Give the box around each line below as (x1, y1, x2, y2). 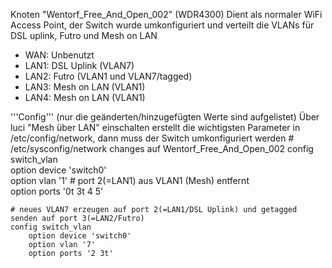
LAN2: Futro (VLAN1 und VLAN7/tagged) (24, 70, 193, 82)
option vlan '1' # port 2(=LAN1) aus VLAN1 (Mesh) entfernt (10, 175, 250, 186)
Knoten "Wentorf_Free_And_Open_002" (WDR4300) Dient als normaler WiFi (10, 9, 323, 20)
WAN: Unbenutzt (24, 49, 95, 61)
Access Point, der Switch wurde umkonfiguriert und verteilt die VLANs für (10, 19, 315, 31)
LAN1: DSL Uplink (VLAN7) (24, 60, 135, 71)
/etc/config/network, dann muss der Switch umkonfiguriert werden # (10, 132, 295, 144)
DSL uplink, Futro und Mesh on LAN (10, 30, 158, 41)
